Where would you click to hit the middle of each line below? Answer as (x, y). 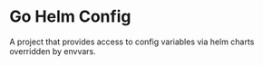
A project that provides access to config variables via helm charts (132, 42)
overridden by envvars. (53, 51)
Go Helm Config (70, 17)
